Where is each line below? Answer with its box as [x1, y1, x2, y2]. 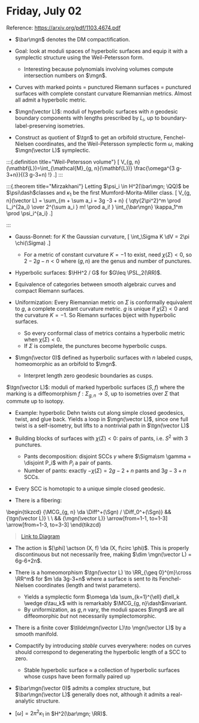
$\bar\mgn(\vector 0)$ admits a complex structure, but [14, 684, 151, 692]
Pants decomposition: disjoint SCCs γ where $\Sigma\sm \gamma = [23, 453, 192, 460]
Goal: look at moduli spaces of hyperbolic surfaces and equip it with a [14, 47, 188, 55]
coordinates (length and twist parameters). [35, 581, 141, 588]
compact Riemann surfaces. [14, 287, 85, 294]
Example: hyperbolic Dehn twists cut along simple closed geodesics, [14, 409, 185, 416]
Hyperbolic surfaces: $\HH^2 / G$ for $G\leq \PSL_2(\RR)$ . [14, 269, 162, 276]
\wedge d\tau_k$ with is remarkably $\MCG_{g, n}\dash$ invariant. [23, 599, 188, 606]
